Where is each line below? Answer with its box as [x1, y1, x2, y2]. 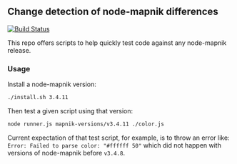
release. [7, 46, 31, 54]
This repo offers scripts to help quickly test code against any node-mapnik [7, 39, 227, 47]
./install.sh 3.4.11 [7, 94, 69, 101]
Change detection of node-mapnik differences [7, 6, 219, 18]
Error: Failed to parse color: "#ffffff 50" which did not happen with [7, 140, 221, 149]
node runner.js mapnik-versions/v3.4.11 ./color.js [7, 121, 164, 128]
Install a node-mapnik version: [7, 80, 96, 88]
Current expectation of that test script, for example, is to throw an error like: [7, 133, 230, 142]
